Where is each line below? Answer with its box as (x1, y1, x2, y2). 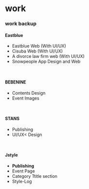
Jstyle (5, 152, 18, 158)
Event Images (12, 95, 40, 101)
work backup (5, 20, 37, 27)
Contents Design (12, 90, 46, 96)
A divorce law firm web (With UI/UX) (12, 53, 85, 59)
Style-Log (12, 178, 32, 184)
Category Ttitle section (12, 173, 58, 179)
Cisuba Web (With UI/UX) (12, 48, 63, 54)
